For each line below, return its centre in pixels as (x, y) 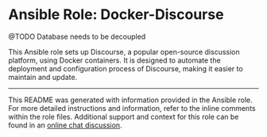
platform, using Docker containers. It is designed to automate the (114, 60)
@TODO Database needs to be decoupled (77, 36)
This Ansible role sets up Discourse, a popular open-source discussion (124, 51)
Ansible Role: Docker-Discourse (116, 15)
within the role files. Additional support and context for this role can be (124, 116)
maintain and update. (43, 77)
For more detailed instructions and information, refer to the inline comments (132, 108)
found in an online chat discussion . (65, 125)
